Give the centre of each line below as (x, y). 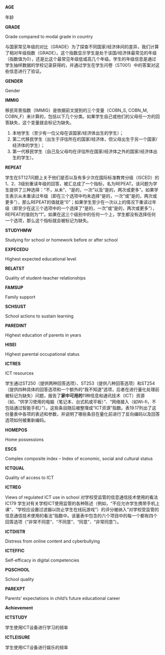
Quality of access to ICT (29, 478)
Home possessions (25, 440)
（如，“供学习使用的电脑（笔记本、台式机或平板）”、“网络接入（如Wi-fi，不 (81, 402)
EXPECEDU (17, 249)
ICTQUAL (15, 468)
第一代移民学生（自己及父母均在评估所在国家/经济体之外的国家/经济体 (82, 151)
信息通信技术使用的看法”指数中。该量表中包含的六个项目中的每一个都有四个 (82, 516)
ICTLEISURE (18, 637)
